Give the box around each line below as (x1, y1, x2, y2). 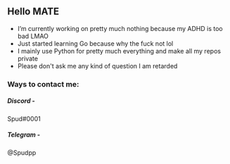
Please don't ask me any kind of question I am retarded (17, 61, 178, 70)
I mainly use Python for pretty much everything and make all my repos (17, 46, 222, 55)
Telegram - (7, 130, 41, 139)
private (17, 54, 39, 63)
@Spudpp (7, 148, 37, 157)
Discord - (7, 96, 35, 105)
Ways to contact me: (7, 79, 79, 89)
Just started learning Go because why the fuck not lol (17, 39, 174, 48)
